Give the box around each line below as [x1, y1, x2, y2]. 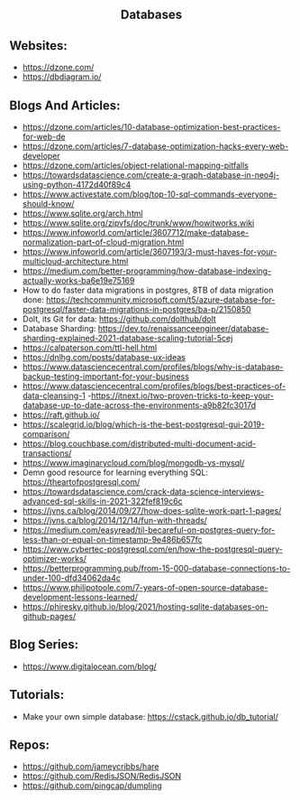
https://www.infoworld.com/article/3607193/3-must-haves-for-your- [22, 247, 277, 257]
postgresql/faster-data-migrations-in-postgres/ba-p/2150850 [22, 304, 251, 315]
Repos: [9, 738, 50, 753]
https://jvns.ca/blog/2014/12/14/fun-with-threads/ [22, 515, 207, 526]
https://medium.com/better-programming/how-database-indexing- [22, 265, 272, 276]
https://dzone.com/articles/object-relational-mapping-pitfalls [22, 160, 250, 171]
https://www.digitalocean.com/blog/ [22, 661, 158, 672]
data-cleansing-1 [22, 390, 86, 401]
